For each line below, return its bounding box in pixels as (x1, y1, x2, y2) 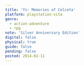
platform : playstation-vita (5, 12, 63, 17)
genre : (5, 16, 19, 21)
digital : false (5, 35, 36, 40)
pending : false (5, 49, 36, 54)
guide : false (5, 44, 32, 49)
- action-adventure (9, 21, 50, 26)
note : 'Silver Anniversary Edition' (5, 30, 80, 35)
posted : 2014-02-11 (5, 53, 45, 59)
